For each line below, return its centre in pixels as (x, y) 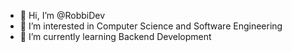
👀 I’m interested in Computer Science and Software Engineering (151, 26)
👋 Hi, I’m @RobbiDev (62, 15)
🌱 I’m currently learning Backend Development (115, 36)
